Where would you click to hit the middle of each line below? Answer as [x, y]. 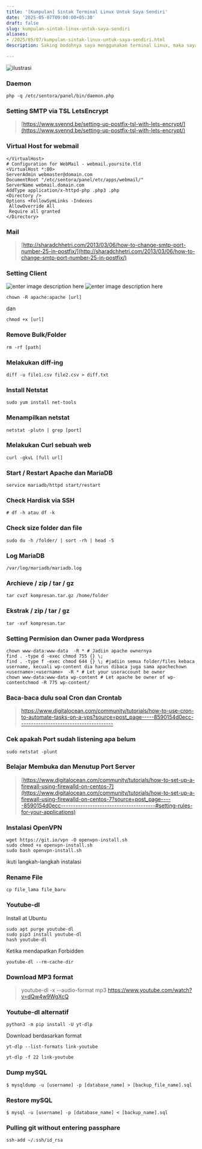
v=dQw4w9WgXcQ [45, 997]
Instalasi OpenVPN [34, 827]
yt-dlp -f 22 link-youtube [40, 1057]
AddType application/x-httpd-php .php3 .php [63, 190]
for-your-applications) [48, 812]
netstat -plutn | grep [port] [44, 430]
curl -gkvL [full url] [35, 458]
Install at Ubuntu [26, 918]
